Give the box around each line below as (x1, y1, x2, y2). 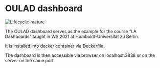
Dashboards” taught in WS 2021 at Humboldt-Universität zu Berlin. (5, 34, 139, 39)
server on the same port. (5, 57, 55, 63)
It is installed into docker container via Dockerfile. (5, 43, 105, 49)
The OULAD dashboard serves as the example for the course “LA (5, 28, 137, 34)
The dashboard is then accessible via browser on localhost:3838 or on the (5, 52, 155, 58)
